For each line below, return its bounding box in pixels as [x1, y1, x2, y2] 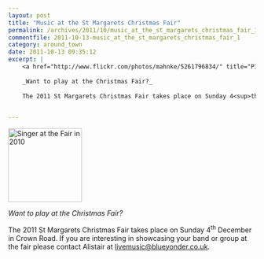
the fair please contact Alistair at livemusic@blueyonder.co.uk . [8, 242, 211, 251]
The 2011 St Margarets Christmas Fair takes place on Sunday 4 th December [8, 224, 252, 235]
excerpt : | [8, 56, 44, 64]
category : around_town [8, 41, 82, 49]
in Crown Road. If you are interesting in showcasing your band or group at [8, 233, 247, 242]
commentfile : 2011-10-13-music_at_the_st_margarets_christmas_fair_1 [8, 33, 241, 42]
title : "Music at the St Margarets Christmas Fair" [8, 19, 181, 27]
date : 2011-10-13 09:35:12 [8, 48, 97, 56]
